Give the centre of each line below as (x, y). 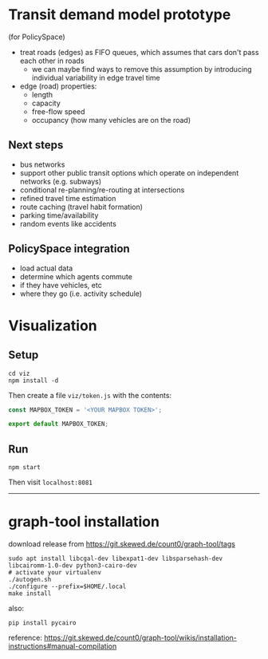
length (42, 94)
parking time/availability (59, 215)
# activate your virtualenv (55, 573)
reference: (25, 638)
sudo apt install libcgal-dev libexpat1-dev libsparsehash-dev (116, 559)
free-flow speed (58, 111)
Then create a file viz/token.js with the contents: (90, 395)
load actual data (46, 268)
